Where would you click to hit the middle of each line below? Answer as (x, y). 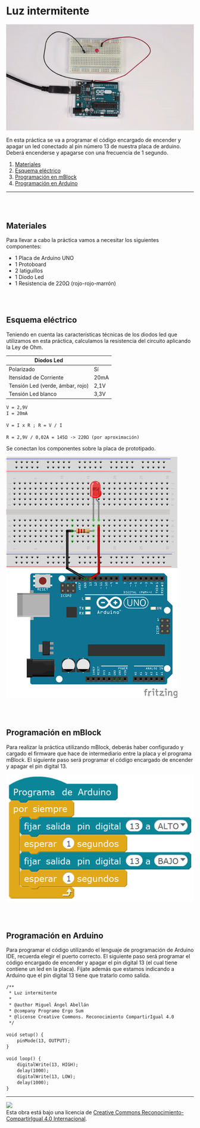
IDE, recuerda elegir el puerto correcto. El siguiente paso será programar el (98, 957)
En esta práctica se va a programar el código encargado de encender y (94, 140)
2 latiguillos (29, 271)
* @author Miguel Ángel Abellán (49, 1005)
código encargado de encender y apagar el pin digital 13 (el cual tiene (92, 963)
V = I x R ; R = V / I (34, 425)
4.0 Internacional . (66, 1119)
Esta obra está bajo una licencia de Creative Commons (74, 1112)
